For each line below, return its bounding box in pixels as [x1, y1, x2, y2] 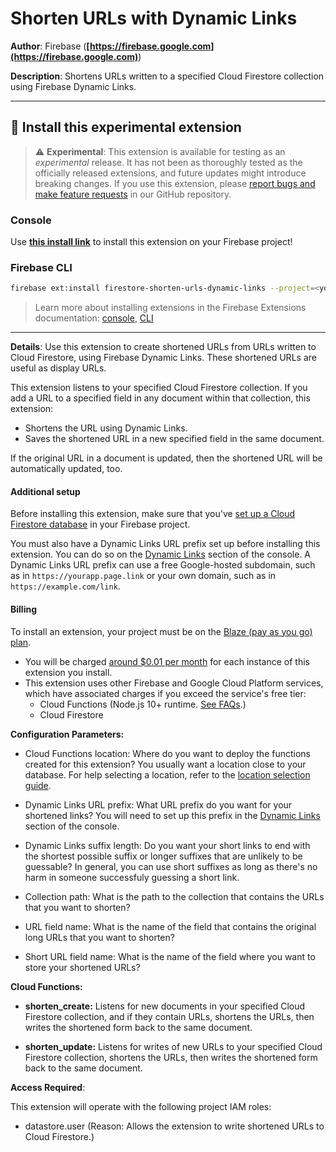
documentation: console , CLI [34, 312, 154, 324]
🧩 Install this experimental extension [10, 119, 242, 136]
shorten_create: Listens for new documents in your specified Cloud [24, 1000, 306, 1012]
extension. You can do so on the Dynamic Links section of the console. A [10, 548, 312, 561]
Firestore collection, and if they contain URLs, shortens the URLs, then [24, 1010, 315, 1022]
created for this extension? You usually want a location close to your [24, 758, 307, 770]
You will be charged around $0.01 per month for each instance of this [24, 655, 310, 667]
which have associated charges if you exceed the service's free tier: [24, 687, 307, 699]
